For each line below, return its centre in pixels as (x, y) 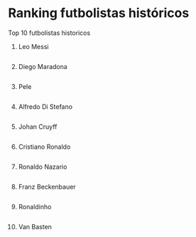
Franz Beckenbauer (47, 186)
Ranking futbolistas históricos (99, 13)
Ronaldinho (35, 206)
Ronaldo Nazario (43, 167)
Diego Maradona (43, 66)
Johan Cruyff (38, 127)
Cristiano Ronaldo (44, 147)
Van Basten (35, 226)
